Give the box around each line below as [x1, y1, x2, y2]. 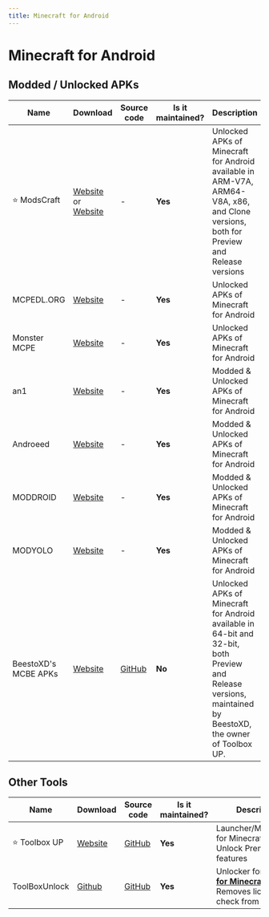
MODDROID [12, 491, 58, 502]
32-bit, [211, 638, 240, 649]
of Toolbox [211, 738, 253, 749]
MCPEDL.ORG [12, 294, 66, 305]
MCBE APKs [12, 667, 58, 679]
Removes [215, 886, 251, 897]
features [215, 853, 248, 864]
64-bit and [211, 627, 254, 639]
